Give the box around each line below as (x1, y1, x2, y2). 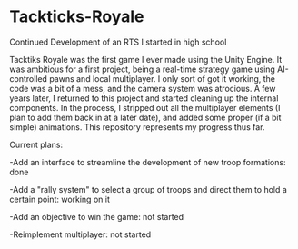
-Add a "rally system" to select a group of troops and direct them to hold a (9, 184, 288, 194)
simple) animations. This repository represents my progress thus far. (9, 121, 265, 133)
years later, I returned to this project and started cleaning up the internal (9, 93, 279, 104)
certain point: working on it (9, 194, 111, 204)
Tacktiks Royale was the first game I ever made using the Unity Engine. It (9, 54, 283, 65)
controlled (9, 73, 48, 84)
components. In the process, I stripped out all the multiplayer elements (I (9, 102, 281, 113)
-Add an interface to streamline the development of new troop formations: (9, 156, 286, 167)
